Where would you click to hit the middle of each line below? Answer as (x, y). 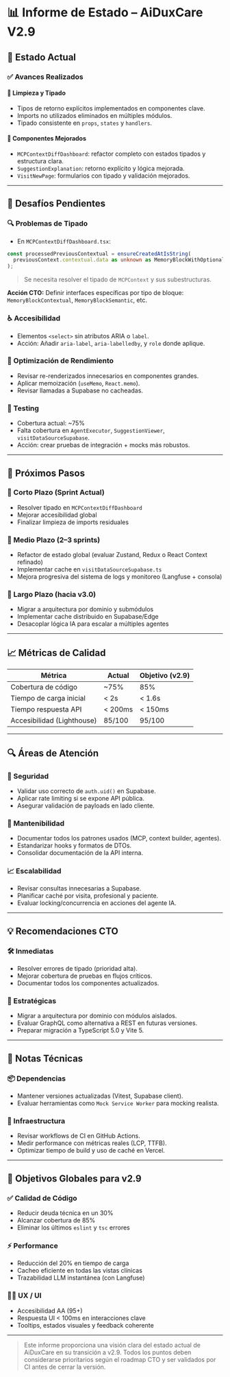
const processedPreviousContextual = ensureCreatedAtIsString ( (99, 254)
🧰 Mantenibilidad (36, 823)
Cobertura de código (44, 687)
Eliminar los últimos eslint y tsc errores (73, 1227)
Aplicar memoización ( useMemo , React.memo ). (78, 383)
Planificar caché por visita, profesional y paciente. (88, 896)
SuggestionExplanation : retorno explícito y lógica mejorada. (101, 168)
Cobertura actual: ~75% (51, 423)
